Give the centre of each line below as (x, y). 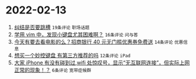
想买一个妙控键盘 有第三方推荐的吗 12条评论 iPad (72, 55)
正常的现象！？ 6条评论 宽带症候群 (53, 70)
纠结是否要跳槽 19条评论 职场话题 (52, 27)
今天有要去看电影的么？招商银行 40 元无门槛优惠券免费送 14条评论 (94, 42)
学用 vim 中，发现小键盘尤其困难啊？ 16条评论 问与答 (76, 34)
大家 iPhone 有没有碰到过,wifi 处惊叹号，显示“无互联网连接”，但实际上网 (102, 63)
